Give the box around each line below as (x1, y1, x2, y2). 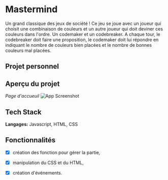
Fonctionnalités (5, 136, 56, 144)
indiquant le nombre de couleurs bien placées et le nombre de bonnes (5, 42, 152, 48)
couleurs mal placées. (5, 47, 52, 53)
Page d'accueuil (5, 93, 40, 99)
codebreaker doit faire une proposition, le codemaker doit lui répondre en (5, 37, 159, 43)
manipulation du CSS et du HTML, (12, 159, 84, 166)
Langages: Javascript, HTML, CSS (5, 121, 78, 127)
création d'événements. (12, 169, 62, 176)
